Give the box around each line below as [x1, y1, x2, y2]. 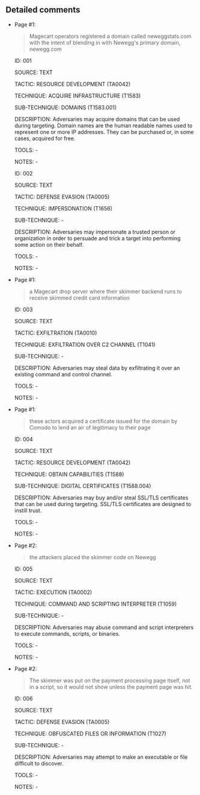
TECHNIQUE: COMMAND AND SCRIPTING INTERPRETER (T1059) [14, 600, 177, 607]
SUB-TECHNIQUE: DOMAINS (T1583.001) [14, 104, 117, 111]
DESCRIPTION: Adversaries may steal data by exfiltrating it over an [14, 364, 180, 372]
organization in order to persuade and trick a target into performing [14, 235, 181, 242]
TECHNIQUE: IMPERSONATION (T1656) [14, 204, 112, 212]
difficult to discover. [14, 759, 64, 767]
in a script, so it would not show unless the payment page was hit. [29, 683, 193, 690]
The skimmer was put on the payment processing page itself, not [29, 677, 190, 684]
